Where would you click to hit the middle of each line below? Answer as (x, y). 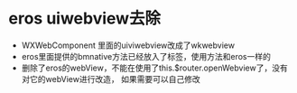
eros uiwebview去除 (85, 19)
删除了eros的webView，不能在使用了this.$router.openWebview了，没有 (154, 68)
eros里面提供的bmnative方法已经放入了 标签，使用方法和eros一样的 (146, 56)
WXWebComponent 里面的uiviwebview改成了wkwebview (128, 45)
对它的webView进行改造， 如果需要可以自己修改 (111, 79)
